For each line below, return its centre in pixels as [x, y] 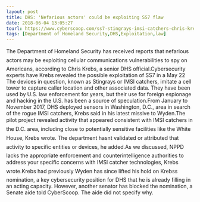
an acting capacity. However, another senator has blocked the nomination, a [99, 186]
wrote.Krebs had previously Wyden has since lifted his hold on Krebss [92, 172]
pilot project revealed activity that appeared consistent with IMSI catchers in [100, 120]
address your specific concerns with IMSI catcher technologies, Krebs [92, 163]
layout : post [22, 12]
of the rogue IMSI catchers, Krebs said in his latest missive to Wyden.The [96, 114]
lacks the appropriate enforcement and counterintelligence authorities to [95, 155]
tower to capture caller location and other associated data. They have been [98, 88]
